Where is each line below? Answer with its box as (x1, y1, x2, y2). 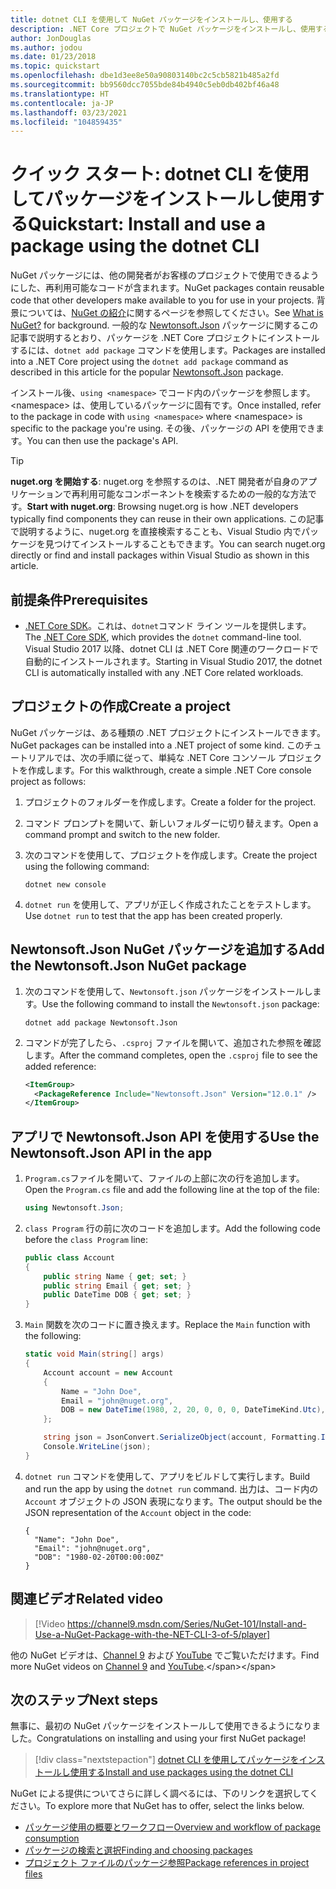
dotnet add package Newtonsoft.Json (24, 1017, 178, 1028)
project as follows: (10, 775, 87, 787)
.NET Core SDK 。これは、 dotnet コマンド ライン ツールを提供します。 (24, 620, 312, 631)
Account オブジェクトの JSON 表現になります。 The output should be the (24, 1495, 323, 1507)
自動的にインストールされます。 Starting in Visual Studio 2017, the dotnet (24, 656, 323, 667)
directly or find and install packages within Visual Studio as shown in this (10, 549, 310, 561)
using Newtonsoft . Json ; (24, 1203, 125, 1213)
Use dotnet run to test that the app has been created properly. (24, 909, 283, 921)
